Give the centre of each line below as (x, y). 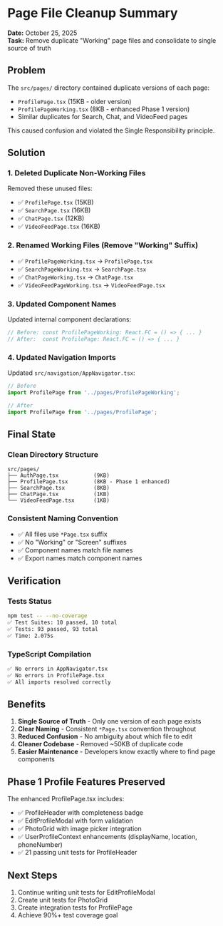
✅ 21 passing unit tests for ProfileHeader (77, 853)
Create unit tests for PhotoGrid (63, 900)
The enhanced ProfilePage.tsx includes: (66, 799)
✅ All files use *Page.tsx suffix (63, 534)
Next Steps (32, 875)
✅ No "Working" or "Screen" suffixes (72, 542)
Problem (27, 70)
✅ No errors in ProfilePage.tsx (56, 675)
